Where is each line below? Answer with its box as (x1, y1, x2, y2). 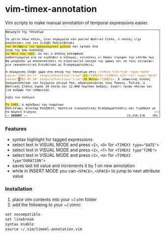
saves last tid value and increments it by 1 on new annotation (12, 163, 135, 169)
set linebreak (5, 217, 34, 222)
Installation (5, 185, 33, 192)
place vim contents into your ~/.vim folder (12, 197, 97, 202)
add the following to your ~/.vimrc (12, 202, 81, 208)
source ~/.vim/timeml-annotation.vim (5, 227, 82, 232)
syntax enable (5, 222, 34, 227)
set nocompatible (5, 212, 41, 217)
